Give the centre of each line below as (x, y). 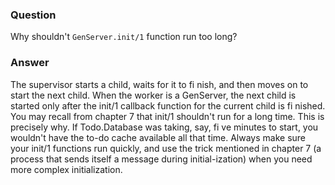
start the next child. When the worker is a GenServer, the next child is (153, 95)
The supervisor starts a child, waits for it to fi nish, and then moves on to (159, 84)
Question (33, 15)
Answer (30, 63)
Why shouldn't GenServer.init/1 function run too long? (124, 37)
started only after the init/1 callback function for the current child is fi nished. (168, 105)
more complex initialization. (66, 169)
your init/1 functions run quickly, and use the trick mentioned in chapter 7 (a (166, 148)
